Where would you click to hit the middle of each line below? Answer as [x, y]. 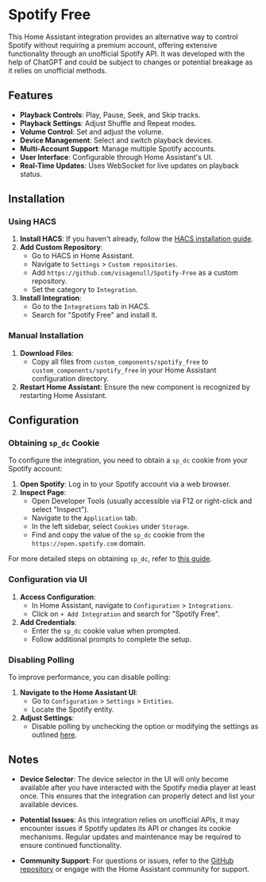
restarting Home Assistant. [63, 395]
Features [31, 96]
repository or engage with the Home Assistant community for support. [135, 868]
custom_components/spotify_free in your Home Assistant [124, 370]
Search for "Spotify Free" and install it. [94, 315]
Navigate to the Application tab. [84, 518]
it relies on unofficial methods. [58, 70]
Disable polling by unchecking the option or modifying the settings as [145, 727]
